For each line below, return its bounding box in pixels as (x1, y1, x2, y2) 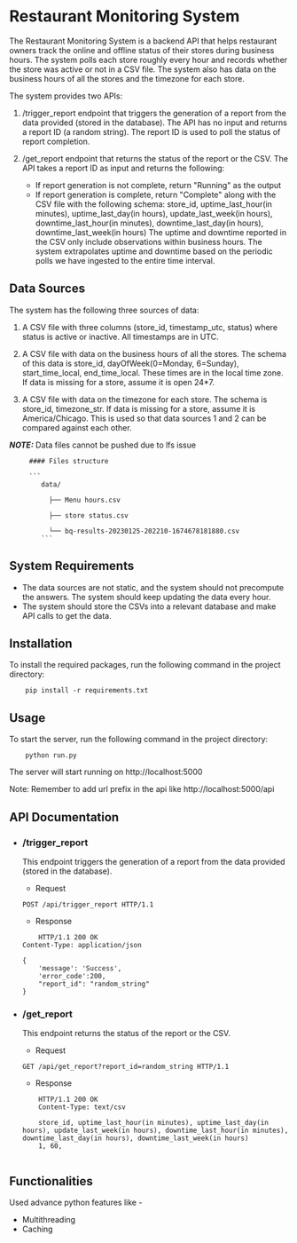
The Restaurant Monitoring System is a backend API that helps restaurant (9, 36, 277, 46)
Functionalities (9, 1174, 93, 1189)
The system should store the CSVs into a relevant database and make (21, 601, 277, 612)
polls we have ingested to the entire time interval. (35, 255, 215, 265)
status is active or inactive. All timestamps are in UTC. (21, 331, 219, 342)
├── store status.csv (48, 511, 129, 520)
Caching (21, 1223, 53, 1234)
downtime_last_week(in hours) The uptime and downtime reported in (35, 226, 286, 237)
